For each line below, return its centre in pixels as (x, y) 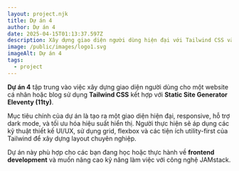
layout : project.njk (38, 14)
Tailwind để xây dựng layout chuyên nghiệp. (72, 138)
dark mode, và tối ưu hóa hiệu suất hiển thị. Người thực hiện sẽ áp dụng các (118, 123)
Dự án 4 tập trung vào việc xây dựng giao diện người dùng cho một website (118, 87)
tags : (15, 60)
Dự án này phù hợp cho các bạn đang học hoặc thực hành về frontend (111, 152)
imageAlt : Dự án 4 (34, 54)
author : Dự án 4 (31, 27)
